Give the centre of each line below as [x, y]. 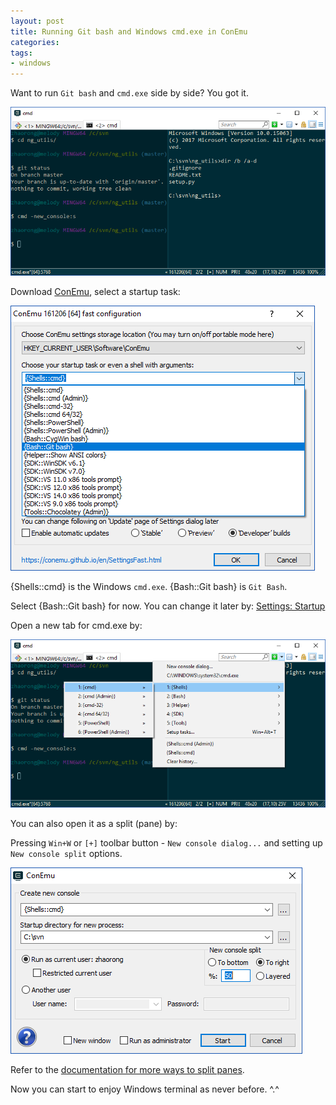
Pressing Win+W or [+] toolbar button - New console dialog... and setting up [166, 843]
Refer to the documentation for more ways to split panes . [127, 1070]
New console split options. [66, 854]
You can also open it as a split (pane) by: [94, 824]
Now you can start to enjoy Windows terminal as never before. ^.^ [145, 1089]
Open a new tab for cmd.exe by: [76, 625]
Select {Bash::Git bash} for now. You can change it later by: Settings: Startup [168, 606]
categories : [35, 42]
